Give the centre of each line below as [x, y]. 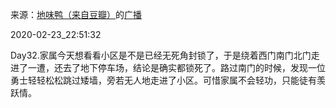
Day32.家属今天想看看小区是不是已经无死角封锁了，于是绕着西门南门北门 [161, 55]
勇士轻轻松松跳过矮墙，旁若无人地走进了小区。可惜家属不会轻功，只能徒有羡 [168, 80]
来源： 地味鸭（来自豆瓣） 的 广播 [76, 14]
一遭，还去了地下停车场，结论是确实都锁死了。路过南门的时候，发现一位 [176, 67]
